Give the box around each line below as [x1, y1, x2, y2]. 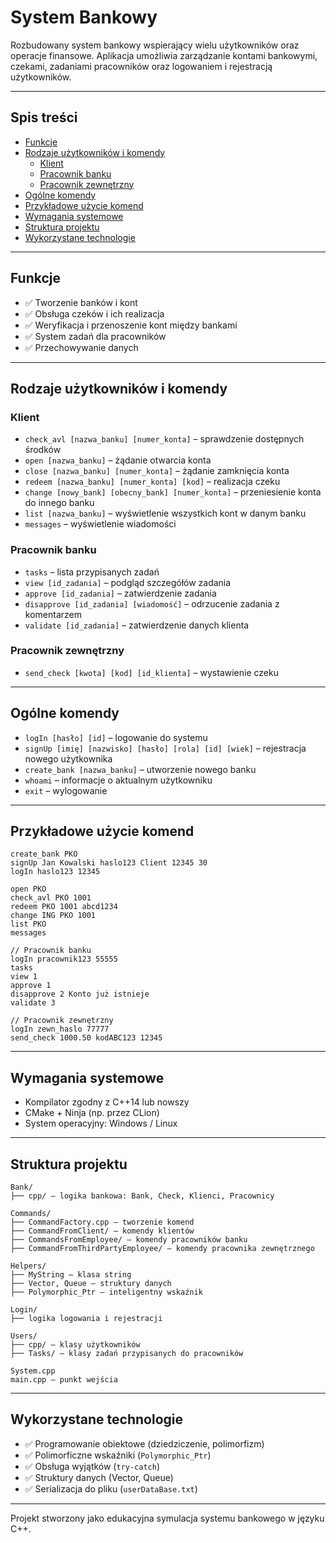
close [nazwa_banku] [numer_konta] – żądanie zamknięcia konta [24, 465, 290, 477]
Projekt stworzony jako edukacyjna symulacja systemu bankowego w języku [10, 1512, 325, 1524]
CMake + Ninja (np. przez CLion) [24, 1107, 160, 1119]
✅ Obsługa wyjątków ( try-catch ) [24, 1460, 161, 1472]
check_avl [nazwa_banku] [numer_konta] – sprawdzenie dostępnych [24, 433, 305, 445]
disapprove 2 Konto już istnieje [10, 989, 150, 1000]
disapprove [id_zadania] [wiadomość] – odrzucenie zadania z [24, 597, 280, 610]
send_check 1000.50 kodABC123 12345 [10, 1033, 163, 1043]
